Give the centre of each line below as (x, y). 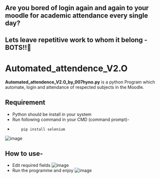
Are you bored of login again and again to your (77, 8)
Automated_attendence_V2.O (67, 68)
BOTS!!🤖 (18, 48)
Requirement (25, 103)
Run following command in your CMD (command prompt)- (71, 119)
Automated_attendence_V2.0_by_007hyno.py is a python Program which (80, 82)
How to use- (24, 153)
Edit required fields (31, 165)
